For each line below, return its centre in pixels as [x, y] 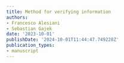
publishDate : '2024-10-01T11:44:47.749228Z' [63, 40]
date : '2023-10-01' [31, 34]
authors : [17, 17]
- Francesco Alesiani [33, 23]
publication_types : [31, 46]
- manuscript [22, 51]
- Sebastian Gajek [29, 28]
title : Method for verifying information [59, 12]
